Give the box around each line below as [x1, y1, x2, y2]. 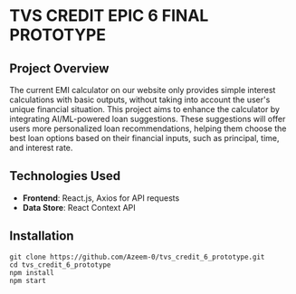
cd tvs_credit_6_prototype [9, 260, 111, 270]
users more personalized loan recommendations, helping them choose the [9, 123, 287, 134]
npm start [9, 276, 47, 285]
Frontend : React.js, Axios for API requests [22, 192, 180, 204]
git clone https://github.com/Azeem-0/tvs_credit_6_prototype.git [9, 252, 265, 261]
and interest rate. [9, 142, 73, 153]
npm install [9, 268, 54, 277]
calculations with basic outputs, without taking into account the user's [9, 94, 271, 105]
